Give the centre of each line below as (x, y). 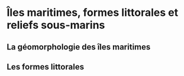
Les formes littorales (46, 67)
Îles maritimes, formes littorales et (93, 13)
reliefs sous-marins (56, 25)
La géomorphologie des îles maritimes (79, 47)
